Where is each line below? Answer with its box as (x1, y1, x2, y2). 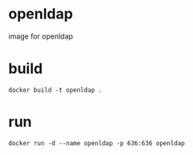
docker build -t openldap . (8, 86, 103, 94)
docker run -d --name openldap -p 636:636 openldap (8, 139, 185, 147)
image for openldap (8, 31, 74, 41)
